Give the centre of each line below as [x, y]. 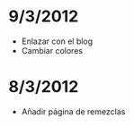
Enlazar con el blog [57, 41]
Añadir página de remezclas [73, 111]
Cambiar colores [52, 50]
